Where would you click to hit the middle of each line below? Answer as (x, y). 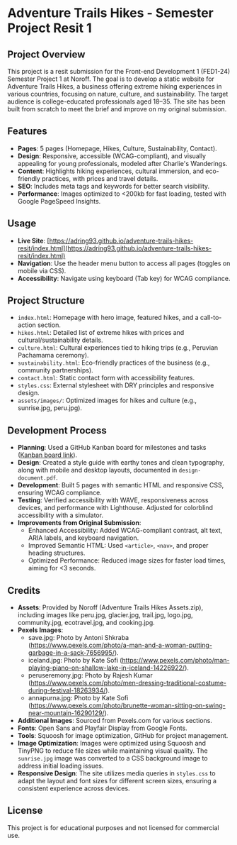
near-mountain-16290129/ (66, 713)
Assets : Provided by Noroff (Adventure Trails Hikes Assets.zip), (110, 607)
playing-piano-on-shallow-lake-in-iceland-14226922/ (106, 668)
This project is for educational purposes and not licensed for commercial (113, 827)
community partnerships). (55, 370)
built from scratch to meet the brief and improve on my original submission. (117, 109)
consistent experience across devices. (74, 788)
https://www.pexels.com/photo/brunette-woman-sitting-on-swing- (128, 706)
